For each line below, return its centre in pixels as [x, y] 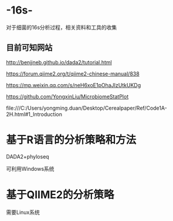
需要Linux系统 [23, 212]
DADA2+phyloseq [28, 156]
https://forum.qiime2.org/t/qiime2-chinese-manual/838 [73, 74]
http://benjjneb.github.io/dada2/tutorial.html [59, 62]
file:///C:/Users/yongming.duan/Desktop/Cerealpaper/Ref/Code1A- [86, 108]
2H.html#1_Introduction [34, 114]
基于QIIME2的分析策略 [60, 194]
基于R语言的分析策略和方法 [71, 140]
